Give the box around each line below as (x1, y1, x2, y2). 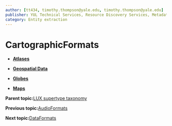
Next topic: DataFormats (5, 115, 56, 121)
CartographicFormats (5, 39, 99, 51)
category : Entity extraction (5, 17, 68, 22)
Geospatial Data (12, 66, 48, 72)
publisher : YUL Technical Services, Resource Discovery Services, (5, 12, 150, 17)
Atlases (12, 56, 30, 62)
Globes (12, 75, 29, 82)
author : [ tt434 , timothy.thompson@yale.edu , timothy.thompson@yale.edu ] (5, 7, 164, 13)
